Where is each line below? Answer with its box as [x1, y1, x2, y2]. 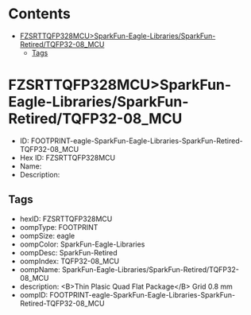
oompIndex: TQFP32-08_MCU [19, 256, 120, 266]
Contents [8, 5, 71, 23]
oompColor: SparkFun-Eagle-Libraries [19, 239, 145, 249]
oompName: [19, 264, 61, 274]
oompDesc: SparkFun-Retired [19, 247, 118, 257]
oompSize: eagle [19, 231, 75, 240]
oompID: [19, 290, 48, 299]
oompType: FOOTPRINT [19, 222, 98, 231]
